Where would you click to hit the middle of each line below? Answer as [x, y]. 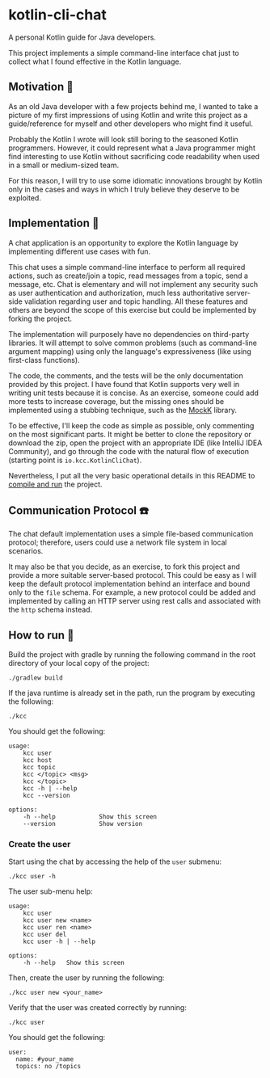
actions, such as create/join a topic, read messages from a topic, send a [129, 276]
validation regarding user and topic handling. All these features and [136, 301]
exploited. [25, 198]
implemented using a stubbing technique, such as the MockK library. [122, 410]
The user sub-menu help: [51, 891]
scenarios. [26, 551]
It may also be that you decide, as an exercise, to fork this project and [124, 566]
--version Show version [83, 824]
